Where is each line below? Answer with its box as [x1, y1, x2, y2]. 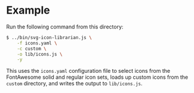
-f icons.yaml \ [17, 40, 58, 46]
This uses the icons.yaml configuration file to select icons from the [6, 68, 171, 75]
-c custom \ [17, 46, 47, 52]
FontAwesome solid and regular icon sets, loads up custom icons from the [6, 73, 189, 81]
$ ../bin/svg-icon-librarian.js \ [6, 34, 93, 40]
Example [6, 4, 50, 17]
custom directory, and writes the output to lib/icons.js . [6, 80, 143, 87]
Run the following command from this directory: [6, 23, 124, 30]
